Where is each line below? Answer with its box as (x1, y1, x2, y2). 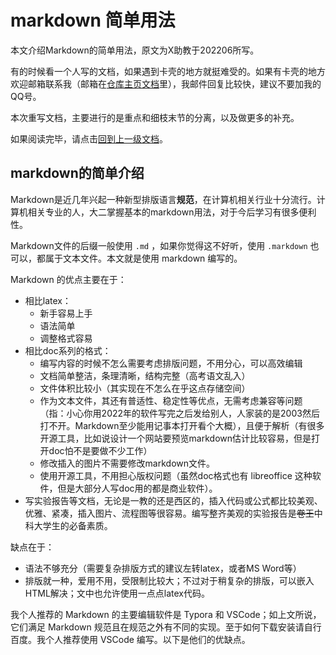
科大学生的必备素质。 (24, 519, 113, 531)
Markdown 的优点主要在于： (10, 273, 127, 285)
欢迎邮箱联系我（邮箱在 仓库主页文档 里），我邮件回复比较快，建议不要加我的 (10, 77, 322, 90)
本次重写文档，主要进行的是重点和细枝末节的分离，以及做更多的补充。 (10, 111, 300, 123)
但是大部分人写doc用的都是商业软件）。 (57, 482, 218, 494)
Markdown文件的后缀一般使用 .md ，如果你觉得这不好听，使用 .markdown (10, 239, 308, 251)
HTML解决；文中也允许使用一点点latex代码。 (24, 587, 210, 599)
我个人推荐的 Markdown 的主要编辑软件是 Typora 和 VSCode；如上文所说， (10, 608, 322, 620)
